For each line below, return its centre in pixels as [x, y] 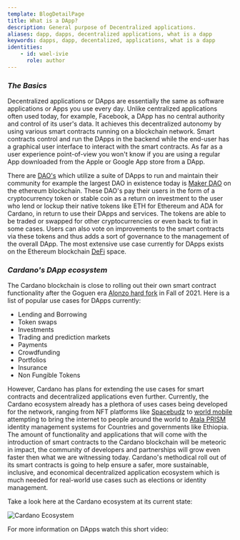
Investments [36, 330]
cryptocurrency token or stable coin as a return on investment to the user [115, 199]
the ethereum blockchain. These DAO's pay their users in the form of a [111, 191]
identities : [25, 47]
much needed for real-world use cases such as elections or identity [107, 480]
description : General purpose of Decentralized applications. [102, 27]
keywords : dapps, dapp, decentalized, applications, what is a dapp [111, 41]
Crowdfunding [39, 352]
